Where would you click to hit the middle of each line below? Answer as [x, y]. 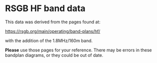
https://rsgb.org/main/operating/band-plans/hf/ [53, 31]
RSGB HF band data [45, 8]
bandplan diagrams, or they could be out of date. [54, 55]
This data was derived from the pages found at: [53, 22]
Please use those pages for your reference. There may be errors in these [78, 50]
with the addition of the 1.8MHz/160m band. [49, 40]
